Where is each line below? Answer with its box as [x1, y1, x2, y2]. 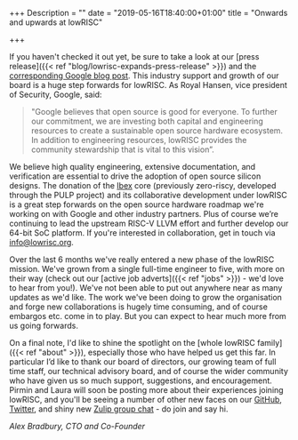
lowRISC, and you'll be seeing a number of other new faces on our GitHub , [9, 395, 283, 404]
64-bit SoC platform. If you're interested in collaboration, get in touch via [9, 228, 276, 238]
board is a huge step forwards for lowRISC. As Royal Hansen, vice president [9, 80, 287, 90]
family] [256, 338, 283, 348]
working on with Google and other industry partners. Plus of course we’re [9, 209, 278, 219]
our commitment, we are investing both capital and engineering [30, 116, 264, 126]
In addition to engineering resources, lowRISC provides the [30, 135, 247, 145]
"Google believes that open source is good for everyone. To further [30, 107, 278, 116]
